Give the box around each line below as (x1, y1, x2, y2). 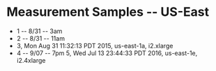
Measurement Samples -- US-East (6, 4, 210, 20)
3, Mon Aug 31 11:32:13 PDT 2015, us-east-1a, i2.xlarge (16, 41, 173, 50)
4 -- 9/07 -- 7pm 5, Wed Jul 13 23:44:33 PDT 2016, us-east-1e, (16, 49, 198, 57)
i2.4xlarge (16, 56, 46, 64)
